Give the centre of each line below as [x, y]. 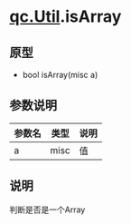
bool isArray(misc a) [60, 75]
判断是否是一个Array [47, 209]
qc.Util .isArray [65, 17]
